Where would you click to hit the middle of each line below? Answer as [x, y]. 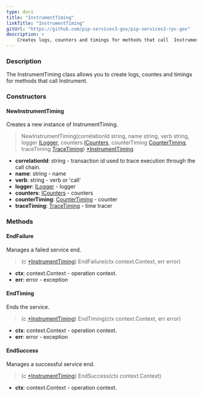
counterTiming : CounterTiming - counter [66, 199]
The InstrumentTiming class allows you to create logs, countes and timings [99, 75]
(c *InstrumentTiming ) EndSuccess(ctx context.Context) [91, 376]
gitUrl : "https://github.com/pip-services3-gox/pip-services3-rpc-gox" [98, 29]
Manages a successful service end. [50, 364]
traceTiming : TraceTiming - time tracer [64, 206]
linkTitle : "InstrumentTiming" [46, 23]
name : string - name [40, 174]
